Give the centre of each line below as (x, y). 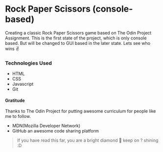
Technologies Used (29, 63)
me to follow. (18, 116)
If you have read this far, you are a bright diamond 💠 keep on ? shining (88, 140)
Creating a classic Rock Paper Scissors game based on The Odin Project (78, 33)
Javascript (23, 84)
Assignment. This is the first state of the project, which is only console (76, 38)
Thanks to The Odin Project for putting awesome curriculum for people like (81, 111)
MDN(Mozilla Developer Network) (46, 126)
